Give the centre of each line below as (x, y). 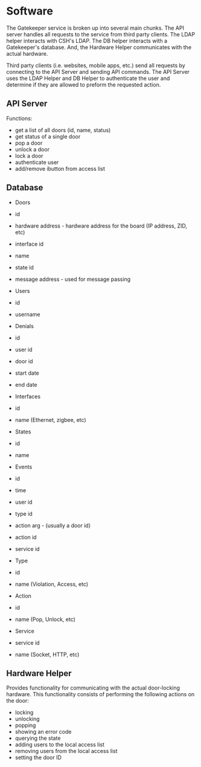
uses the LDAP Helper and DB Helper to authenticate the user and (88, 78)
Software (30, 11)
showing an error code (43, 732)
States (23, 432)
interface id (29, 244)
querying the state (38, 738)
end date (26, 384)
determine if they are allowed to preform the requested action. (84, 84)
